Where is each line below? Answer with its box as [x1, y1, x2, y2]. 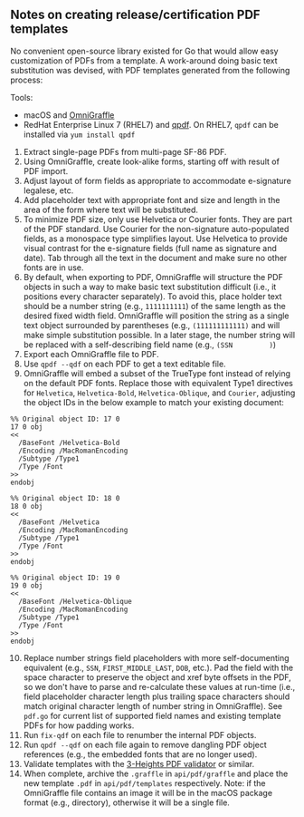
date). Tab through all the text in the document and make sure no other [23, 252, 288, 263]
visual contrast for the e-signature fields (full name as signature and [23, 242, 277, 253]
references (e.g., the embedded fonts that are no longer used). [23, 748, 258, 760]
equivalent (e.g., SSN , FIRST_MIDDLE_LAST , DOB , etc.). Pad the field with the [23, 662, 293, 673]
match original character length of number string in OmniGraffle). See [23, 700, 283, 711]
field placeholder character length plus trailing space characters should [23, 691, 290, 702]
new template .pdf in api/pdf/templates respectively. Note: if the [23, 777, 266, 788]
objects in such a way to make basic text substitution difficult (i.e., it [23, 281, 277, 292]
